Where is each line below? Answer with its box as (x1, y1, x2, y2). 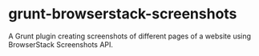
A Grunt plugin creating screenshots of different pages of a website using (8, 31, 251, 41)
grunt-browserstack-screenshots (8, 5, 237, 23)
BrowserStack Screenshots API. (8, 39, 114, 49)
